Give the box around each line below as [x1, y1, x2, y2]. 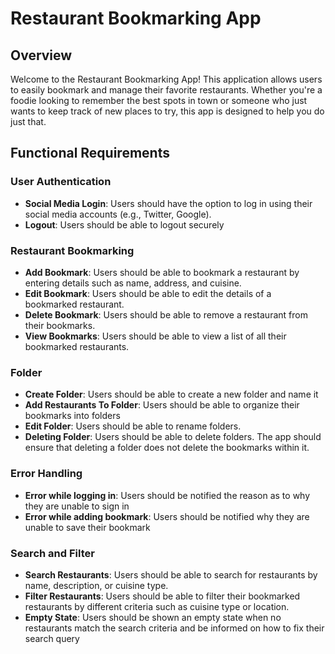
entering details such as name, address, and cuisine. [24, 277, 242, 289]
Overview [10, 47, 73, 64]
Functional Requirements [10, 145, 170, 162]
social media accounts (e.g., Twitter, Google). [24, 208, 212, 220]
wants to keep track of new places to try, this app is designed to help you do [10, 105, 325, 117]
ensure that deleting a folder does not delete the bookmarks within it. [24, 442, 310, 454]
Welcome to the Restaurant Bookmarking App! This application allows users [10, 73, 323, 85]
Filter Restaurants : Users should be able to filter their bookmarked [24, 590, 301, 602]
